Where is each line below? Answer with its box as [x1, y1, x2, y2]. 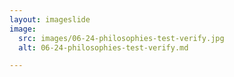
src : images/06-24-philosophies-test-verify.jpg [18, 33, 225, 43]
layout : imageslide [9, 14, 91, 25]
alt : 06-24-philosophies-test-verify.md [18, 42, 189, 53]
